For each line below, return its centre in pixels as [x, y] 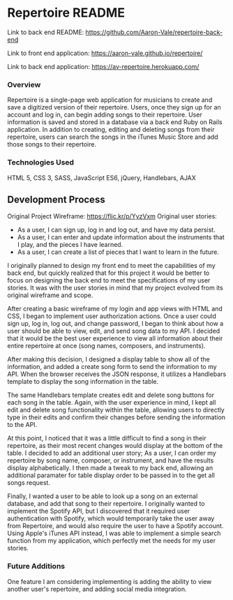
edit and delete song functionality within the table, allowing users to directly [116, 410]
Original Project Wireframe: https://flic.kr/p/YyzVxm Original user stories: [112, 216]
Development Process [57, 199]
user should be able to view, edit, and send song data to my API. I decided [114, 331]
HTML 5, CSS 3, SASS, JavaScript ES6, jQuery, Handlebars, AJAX [102, 178]
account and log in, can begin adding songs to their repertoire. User [105, 115]
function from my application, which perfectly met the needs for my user [112, 541]
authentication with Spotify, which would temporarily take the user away [111, 518]
